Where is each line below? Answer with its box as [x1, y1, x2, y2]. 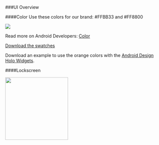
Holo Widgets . [5, 57, 35, 63]
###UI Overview [5, 4, 39, 10]
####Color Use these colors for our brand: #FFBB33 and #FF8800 [5, 14, 143, 19]
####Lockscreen [5, 67, 41, 73]
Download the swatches [5, 42, 55, 48]
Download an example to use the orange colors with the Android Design [5, 52, 154, 58]
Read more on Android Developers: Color [5, 33, 90, 39]
